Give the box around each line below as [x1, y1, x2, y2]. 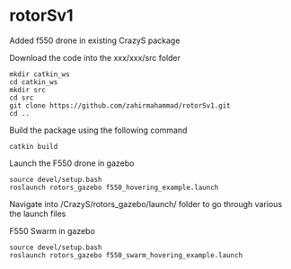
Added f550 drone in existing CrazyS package [9, 35, 181, 46]
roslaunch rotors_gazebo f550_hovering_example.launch [9, 183, 219, 192]
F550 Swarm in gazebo [9, 225, 96, 236]
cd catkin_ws [9, 77, 58, 86]
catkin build [9, 142, 58, 151]
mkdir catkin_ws [9, 69, 70, 79]
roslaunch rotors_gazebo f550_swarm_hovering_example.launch [9, 250, 243, 260]
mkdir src [9, 85, 47, 94]
